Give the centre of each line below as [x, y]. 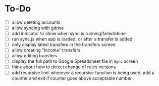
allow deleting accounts [36, 22]
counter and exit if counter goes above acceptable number [72, 78]
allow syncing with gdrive [38, 28]
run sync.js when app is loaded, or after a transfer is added [72, 39]
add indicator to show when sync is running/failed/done [69, 34]
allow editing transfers [34, 56]
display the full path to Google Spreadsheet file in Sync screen [75, 61]
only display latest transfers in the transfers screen [64, 44]
